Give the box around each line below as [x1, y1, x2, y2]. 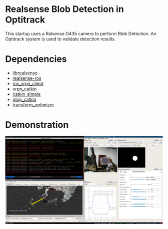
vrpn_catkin [12, 86, 37, 92]
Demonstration [5, 119, 69, 131]
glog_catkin [12, 96, 36, 102]
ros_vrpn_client [12, 80, 44, 86]
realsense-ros [12, 75, 41, 81]
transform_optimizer [12, 101, 54, 108]
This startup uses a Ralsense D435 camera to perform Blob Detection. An [5, 30, 156, 36]
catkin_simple [12, 91, 41, 97]
